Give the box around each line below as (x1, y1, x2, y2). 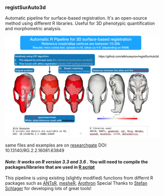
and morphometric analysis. (5, 26, 62, 32)
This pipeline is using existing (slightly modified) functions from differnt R (5, 175, 153, 181)
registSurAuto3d (5, 4, 46, 11)
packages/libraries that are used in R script (5, 164, 95, 170)
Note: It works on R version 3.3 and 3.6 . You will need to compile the (5, 158, 148, 164)
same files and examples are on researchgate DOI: (5, 142, 108, 148)
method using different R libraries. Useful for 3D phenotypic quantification (5, 20, 155, 26)
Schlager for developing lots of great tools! (5, 186, 92, 192)
